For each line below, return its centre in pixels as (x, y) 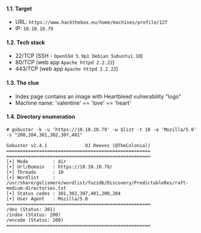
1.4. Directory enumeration (41, 117)
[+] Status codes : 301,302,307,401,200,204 (63, 193)
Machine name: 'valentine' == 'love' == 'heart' (73, 103)
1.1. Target (19, 9)
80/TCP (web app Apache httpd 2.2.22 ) (65, 62)
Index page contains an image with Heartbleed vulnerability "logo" (98, 96)
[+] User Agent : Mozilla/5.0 (47, 199)
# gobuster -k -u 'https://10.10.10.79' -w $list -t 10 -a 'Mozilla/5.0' (102, 130)
